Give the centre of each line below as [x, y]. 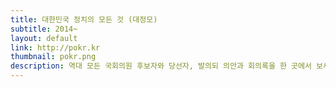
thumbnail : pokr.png [53, 57]
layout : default [44, 38]
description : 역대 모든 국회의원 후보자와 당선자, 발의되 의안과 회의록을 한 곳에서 [161, 66]
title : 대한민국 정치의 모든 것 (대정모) [84, 19]
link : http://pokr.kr [55, 47]
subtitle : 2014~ [44, 29]
